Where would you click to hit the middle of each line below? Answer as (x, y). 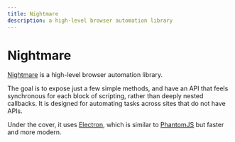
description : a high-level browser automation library (90, 20)
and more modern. (34, 132)
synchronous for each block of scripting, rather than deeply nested (105, 96)
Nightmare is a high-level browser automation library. (85, 75)
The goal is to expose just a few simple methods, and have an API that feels (118, 88)
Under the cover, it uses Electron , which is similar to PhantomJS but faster (116, 125)
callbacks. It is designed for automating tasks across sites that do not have (116, 104)
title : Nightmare (33, 14)
